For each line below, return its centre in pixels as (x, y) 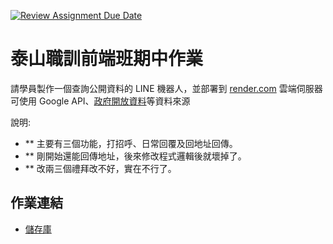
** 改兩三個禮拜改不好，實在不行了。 (100, 168)
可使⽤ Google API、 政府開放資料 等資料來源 (100, 101)
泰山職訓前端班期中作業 (107, 59)
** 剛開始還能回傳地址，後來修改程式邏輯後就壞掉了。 (135, 156)
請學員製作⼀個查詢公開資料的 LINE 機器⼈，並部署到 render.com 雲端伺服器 (166, 88)
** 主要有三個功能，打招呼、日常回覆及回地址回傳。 (131, 143)
